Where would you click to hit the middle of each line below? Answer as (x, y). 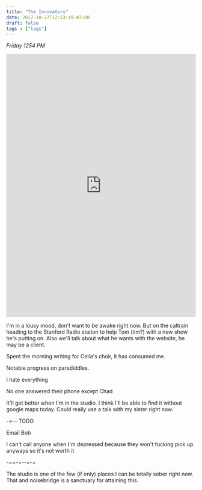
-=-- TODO (20, 421)
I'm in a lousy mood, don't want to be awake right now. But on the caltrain (97, 326)
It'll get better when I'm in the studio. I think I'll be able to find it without (94, 403)
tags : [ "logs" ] (26, 29)
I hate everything (27, 380)
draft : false (23, 23)
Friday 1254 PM (26, 46)
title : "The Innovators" (37, 12)
